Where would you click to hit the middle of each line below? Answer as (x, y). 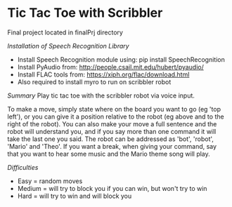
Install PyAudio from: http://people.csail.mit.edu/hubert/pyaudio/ (110, 67)
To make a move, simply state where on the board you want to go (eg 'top (114, 109)
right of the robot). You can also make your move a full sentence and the (112, 123)
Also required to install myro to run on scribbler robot (94, 81)
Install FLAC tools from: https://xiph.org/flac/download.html (103, 74)
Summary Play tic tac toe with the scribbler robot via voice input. (101, 95)
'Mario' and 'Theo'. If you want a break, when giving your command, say (112, 146)
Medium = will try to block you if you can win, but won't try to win (112, 188)
